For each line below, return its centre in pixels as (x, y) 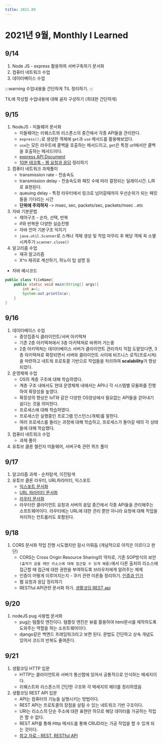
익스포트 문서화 (34, 487)
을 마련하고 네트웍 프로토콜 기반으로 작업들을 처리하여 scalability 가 (83, 361)
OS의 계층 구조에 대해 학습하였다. (51, 379)
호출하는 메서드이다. (44, 151)
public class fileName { (29, 280)
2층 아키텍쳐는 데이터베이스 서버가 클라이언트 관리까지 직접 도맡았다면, (86, 349)
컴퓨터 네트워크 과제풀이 (35, 169)
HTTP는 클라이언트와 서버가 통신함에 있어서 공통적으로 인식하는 (80, 674)
